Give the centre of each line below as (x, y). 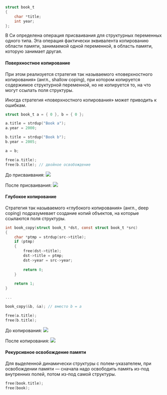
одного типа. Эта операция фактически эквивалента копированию (77, 41)
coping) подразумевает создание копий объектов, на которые (72, 213)
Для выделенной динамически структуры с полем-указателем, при (78, 363)
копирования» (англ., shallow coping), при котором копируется (73, 79)
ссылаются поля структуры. (36, 218)
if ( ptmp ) (25, 242)
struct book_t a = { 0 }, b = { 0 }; (45, 114)
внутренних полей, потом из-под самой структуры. (61, 374)
